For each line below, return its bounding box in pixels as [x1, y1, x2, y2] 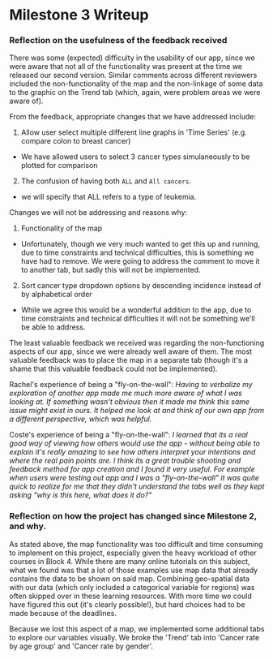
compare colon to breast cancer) [20, 136, 131, 146]
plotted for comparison [20, 161, 98, 170]
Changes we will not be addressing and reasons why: [9, 208, 188, 218]
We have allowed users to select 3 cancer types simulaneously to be [20, 152, 250, 162]
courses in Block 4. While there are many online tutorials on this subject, [9, 556, 250, 566]
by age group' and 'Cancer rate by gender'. [9, 641, 153, 651]
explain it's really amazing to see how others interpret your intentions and [9, 447, 256, 457]
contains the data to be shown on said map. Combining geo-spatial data [9, 574, 250, 584]
